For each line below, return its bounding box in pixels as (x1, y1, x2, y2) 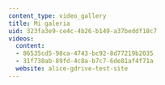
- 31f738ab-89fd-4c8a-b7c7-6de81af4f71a (15, 57, 154, 66)
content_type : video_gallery (8, 11, 107, 20)
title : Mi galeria (8, 19, 70, 28)
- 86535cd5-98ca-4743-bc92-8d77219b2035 (15, 49, 154, 57)
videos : (8, 34, 35, 43)
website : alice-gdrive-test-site (15, 65, 129, 73)
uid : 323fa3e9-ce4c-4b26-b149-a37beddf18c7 (8, 27, 158, 35)
